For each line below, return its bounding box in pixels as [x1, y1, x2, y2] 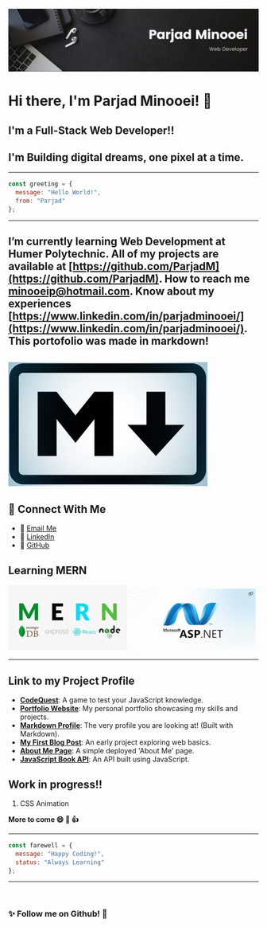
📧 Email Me [19, 523, 57, 534]
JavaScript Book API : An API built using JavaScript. [19, 754, 190, 765]
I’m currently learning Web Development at [8, 235, 226, 248]
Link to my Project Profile [8, 674, 135, 687]
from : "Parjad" [15, 197, 66, 205]
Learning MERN [8, 563, 87, 577]
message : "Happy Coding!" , [15, 850, 105, 858]
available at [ [8, 260, 73, 273]
